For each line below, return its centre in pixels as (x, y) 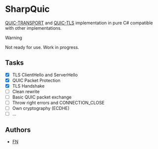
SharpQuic (28, 9)
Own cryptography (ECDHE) (41, 108)
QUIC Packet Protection (36, 80)
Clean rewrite (26, 91)
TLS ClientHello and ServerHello (45, 75)
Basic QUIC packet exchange (42, 97)
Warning (14, 38)
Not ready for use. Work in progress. (42, 47)
